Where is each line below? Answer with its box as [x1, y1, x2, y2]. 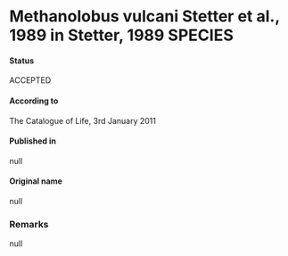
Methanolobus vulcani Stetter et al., [9, 6, 280, 27]
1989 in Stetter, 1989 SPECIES [9, 25, 235, 45]
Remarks [9, 218, 49, 230]
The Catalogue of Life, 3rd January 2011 [9, 115, 156, 126]
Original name [9, 176, 62, 186]
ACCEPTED [9, 75, 52, 86]
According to [9, 95, 59, 106]
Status [9, 55, 35, 66]
